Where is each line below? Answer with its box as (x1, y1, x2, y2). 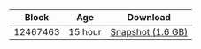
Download (127, 11, 171, 23)
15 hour (68, 26, 102, 38)
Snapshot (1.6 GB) (110, 26, 189, 38)
